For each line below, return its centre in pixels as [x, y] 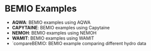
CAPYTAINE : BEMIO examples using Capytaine [61, 27]
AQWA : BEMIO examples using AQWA [51, 22]
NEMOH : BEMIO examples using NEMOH [54, 33]
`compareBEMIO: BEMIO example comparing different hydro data [79, 43]
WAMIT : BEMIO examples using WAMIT [53, 38]
